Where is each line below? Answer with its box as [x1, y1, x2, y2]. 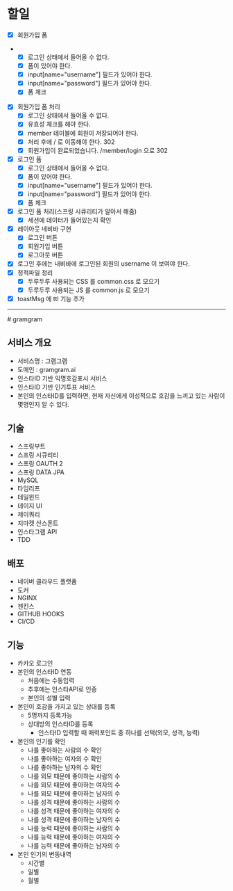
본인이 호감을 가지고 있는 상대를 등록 [17, 703, 116, 710]
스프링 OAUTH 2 [17, 460, 64, 468]
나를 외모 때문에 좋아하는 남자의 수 [27, 789, 121, 797]
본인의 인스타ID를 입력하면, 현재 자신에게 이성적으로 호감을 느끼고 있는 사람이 [17, 391, 225, 400]
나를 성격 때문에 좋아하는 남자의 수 [27, 815, 121, 824]
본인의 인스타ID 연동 [17, 668, 72, 675]
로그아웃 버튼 [27, 251, 64, 259]
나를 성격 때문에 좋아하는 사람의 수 [27, 798, 121, 806]
